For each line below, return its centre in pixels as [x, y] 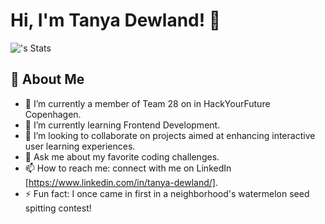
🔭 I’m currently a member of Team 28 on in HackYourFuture [147, 103]
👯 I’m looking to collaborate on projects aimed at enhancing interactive [170, 135]
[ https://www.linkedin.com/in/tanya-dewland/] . [121, 182]
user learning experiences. [80, 146]
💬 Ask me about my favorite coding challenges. [122, 156]
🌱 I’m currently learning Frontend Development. [122, 125]
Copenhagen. [53, 114]
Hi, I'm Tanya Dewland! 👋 [116, 20]
